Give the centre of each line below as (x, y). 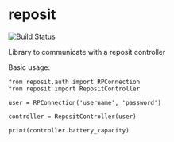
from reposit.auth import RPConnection (74, 82)
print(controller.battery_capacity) (69, 130)
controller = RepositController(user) (72, 117)
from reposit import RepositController (74, 89)
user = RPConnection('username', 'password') (85, 102)
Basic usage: (29, 67)
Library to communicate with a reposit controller (87, 52)
